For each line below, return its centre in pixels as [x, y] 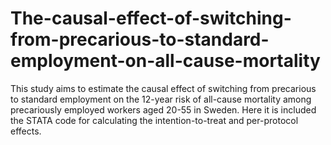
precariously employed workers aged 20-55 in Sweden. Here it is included [163, 109]
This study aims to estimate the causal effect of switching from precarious [163, 88]
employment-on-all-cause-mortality [165, 61]
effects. [26, 131]
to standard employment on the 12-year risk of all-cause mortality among [161, 99]
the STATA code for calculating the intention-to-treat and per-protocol [154, 120]
